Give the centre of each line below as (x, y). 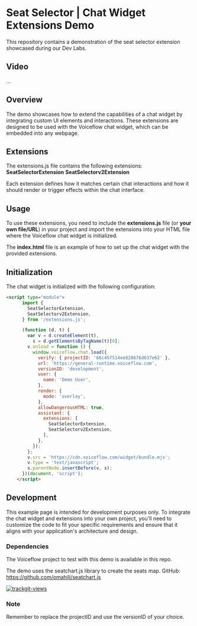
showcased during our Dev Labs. (46, 48)
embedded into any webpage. (43, 133)
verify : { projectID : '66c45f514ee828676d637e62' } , (104, 358)
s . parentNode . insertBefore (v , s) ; (70, 468)
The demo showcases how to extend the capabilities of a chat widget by (94, 114)
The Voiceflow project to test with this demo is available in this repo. (89, 559)
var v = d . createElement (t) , (63, 336)
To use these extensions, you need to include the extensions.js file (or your (99, 223)
